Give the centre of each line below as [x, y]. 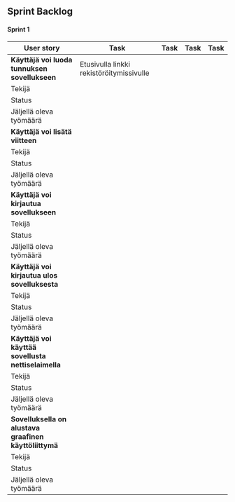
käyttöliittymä [34, 445]
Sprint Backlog [40, 12]
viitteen [24, 140]
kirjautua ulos [34, 275]
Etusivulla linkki [105, 64]
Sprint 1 [19, 29]
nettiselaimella [36, 365]
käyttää [24, 347]
